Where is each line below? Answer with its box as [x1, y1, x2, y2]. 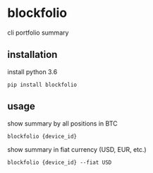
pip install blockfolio [7, 81, 78, 88]
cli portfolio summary [7, 28, 69, 37]
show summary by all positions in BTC [7, 119, 118, 128]
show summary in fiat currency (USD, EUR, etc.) [7, 145, 147, 153]
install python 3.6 [7, 67, 58, 76]
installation [7, 49, 58, 61]
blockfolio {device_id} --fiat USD [7, 159, 112, 166]
